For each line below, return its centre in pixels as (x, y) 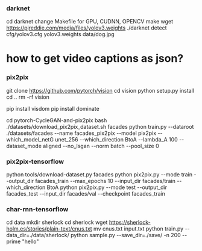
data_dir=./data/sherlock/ (38, 235)
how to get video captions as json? (95, 59)
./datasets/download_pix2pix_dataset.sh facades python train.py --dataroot (100, 126)
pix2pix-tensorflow (35, 161)
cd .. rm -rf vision (28, 97)
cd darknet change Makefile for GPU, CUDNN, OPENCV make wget (90, 22)
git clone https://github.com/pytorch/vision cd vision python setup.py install (100, 90)
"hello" (30, 241)
